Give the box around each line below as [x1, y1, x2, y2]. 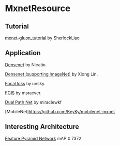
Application [5, 49, 41, 57]
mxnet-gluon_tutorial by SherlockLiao [5, 35, 80, 41]
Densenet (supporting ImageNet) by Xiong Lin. [5, 71, 98, 77]
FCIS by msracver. [5, 90, 42, 96]
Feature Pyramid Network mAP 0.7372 [5, 135, 82, 141]
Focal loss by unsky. [5, 80, 45, 86]
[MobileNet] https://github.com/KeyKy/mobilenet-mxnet [5, 108, 115, 114]
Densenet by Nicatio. [5, 61, 47, 68]
